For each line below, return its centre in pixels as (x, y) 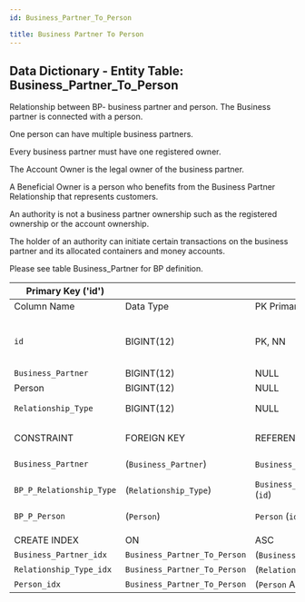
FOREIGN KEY (156, 439)
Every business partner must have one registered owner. (115, 152)
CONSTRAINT (44, 439)
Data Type (148, 307)
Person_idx (37, 585)
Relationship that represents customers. (84, 197)
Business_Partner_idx (60, 555)
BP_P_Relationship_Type (65, 490)
